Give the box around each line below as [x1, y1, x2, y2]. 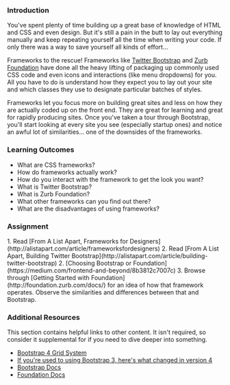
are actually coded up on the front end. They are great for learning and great [7, 106, 223, 115]
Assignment [7, 222, 49, 231]
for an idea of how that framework [107, 281, 204, 289]
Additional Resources [7, 312, 80, 322]
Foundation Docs [16, 371, 66, 379]
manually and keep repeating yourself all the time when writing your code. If [7, 36, 222, 44]
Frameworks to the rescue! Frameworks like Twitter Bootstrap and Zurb [7, 56, 208, 65]
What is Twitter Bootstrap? [16, 183, 92, 191]
